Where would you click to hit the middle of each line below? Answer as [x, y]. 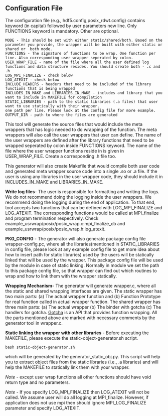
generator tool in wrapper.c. [34, 323]
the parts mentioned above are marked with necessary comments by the [80, 318]
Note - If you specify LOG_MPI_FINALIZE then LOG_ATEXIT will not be [77, 392]
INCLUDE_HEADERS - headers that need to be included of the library [78, 84]
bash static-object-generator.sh [40, 347]
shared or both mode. [29, 49]
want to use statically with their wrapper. [52, 106]
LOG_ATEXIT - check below [32, 80]
